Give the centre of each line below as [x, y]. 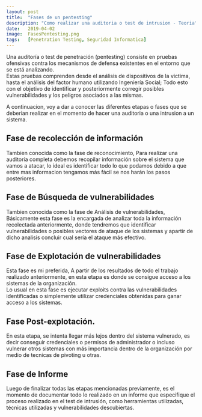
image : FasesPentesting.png [43, 34]
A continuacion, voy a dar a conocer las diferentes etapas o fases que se [96, 107]
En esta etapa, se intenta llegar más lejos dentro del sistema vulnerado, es [98, 336]
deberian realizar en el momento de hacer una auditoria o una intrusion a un [100, 113]
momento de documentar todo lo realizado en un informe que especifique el [101, 395]
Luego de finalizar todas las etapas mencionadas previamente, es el [90, 389]
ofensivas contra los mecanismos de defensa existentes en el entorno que [98, 63]
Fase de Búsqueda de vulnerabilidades [80, 197]
